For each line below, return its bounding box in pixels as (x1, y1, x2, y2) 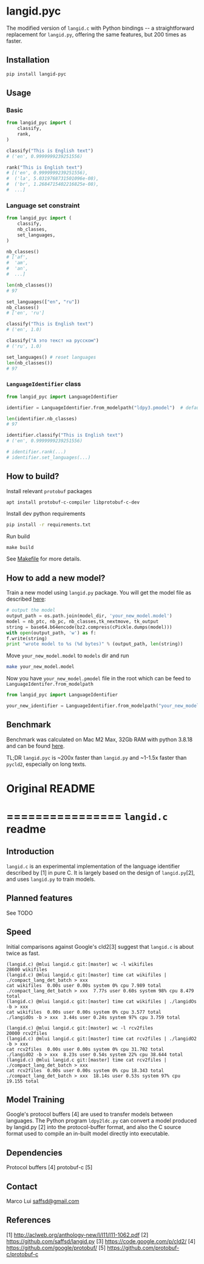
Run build (6, 533, 30, 540)
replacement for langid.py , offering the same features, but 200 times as (6, 30, 187, 38)
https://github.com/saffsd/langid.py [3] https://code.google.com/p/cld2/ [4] (6, 1237, 196, 1245)
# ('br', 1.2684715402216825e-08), (6, 181, 99, 188)
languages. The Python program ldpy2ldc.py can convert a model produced (6, 1117, 197, 1124)
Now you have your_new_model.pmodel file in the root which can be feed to (6, 675, 191, 682)
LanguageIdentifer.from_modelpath (6, 682, 94, 688)
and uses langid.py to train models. (6, 875, 96, 883)
